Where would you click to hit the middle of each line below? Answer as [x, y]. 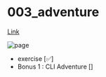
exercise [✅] [35, 58]
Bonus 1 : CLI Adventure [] [55, 66]
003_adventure [53, 12]
